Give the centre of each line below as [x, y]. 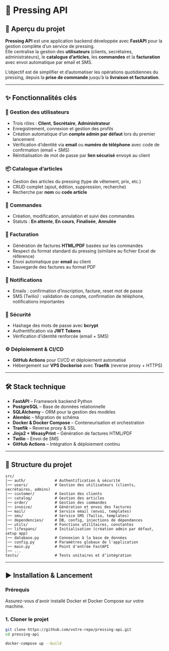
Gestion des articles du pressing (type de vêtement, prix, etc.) [77, 181]
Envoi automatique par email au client [52, 262]
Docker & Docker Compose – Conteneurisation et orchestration [78, 423]
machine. [15, 606]
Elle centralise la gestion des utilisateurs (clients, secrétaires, [69, 52]
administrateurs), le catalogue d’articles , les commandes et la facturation [83, 57]
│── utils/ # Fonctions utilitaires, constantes [70, 525]
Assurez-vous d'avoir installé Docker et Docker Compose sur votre [75, 601]
